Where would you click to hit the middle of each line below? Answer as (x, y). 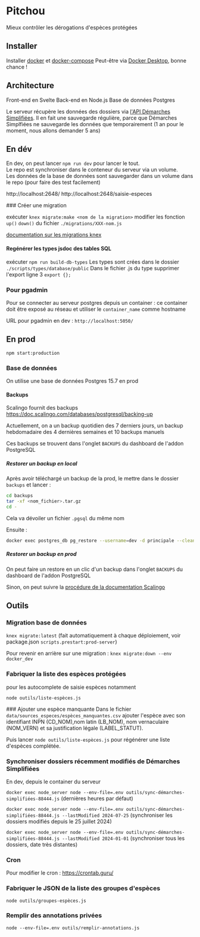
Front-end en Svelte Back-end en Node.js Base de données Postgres (91, 100)
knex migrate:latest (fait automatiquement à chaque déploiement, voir (93, 636)
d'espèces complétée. (33, 746)
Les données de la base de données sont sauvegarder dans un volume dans (100, 176)
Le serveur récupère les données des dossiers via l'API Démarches (88, 111)
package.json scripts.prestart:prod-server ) (62, 642)
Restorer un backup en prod (41, 554)
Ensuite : (17, 530)
